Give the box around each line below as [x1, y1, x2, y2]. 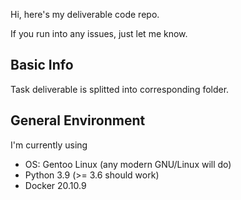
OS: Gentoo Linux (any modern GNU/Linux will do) [24, 158, 232, 170]
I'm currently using [10, 139, 88, 151]
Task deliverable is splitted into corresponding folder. [10, 83, 230, 95]
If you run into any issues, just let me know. [10, 28, 188, 39]
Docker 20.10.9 [24, 179, 87, 191]
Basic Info [10, 57, 74, 74]
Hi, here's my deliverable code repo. [10, 9, 160, 20]
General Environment [10, 112, 146, 129]
